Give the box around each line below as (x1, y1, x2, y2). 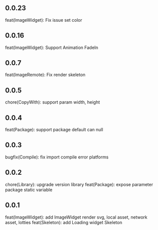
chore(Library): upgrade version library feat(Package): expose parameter (5, 181, 154, 187)
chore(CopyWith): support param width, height (5, 99, 100, 105)
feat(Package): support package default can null (5, 127, 103, 133)
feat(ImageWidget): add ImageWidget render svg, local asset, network (5, 214, 148, 220)
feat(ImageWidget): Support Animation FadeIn (5, 44, 98, 50)
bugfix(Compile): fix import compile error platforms (5, 154, 109, 160)
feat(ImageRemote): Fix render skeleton (5, 72, 86, 78)
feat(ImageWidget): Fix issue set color (5, 17, 83, 23)
